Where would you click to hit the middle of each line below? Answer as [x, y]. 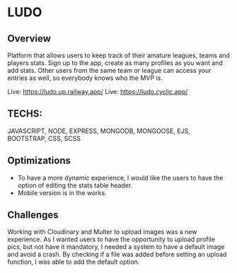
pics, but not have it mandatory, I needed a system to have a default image [116, 247]
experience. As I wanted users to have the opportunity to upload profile [111, 239]
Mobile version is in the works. [62, 192]
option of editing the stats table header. [75, 185]
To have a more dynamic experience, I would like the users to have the [120, 178]
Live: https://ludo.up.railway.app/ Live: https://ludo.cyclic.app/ [98, 92]
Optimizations [39, 161]
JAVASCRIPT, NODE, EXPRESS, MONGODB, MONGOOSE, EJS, [99, 131]
